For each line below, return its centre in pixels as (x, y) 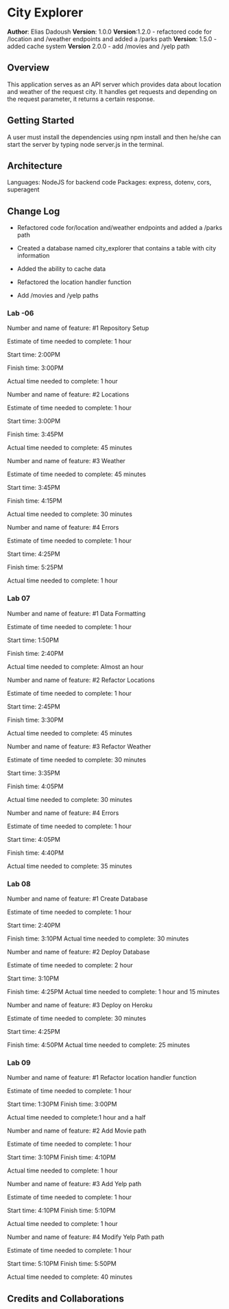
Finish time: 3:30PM (35, 720)
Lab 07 (19, 598)
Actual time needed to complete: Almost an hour (75, 666)
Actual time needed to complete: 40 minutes (70, 1277)
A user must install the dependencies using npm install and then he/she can (114, 137)
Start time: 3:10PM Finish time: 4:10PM (62, 1157)
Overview (28, 68)
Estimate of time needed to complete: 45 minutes (76, 474)
